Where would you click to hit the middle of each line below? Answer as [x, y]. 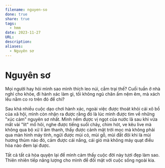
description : [19, 42]
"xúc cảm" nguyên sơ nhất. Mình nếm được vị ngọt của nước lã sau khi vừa [82, 119]
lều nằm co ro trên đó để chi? [35, 100]
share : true [17, 19]
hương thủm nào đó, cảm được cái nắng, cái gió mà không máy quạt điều [80, 140]
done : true [16, 14]
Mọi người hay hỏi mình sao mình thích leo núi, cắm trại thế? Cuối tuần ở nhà [83, 89]
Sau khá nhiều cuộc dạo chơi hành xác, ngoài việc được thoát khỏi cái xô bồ [82, 109]
